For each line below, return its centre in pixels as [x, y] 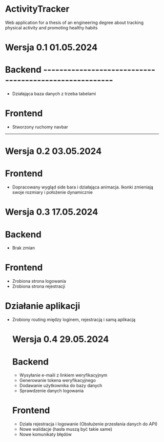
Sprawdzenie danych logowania [51, 391]
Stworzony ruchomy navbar [40, 127]
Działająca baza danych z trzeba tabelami [54, 94]
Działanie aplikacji [43, 306]
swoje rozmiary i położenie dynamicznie [52, 192]
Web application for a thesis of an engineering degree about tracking [74, 22]
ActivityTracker [37, 9]
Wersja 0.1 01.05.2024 [51, 48]
